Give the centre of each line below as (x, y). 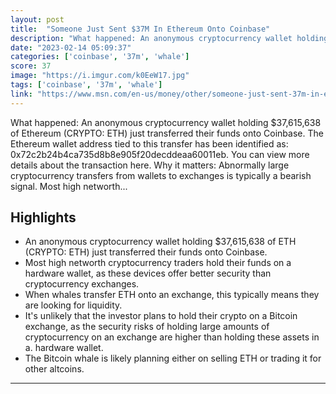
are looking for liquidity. (73, 305)
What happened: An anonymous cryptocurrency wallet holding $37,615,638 (166, 122)
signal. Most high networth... (69, 186)
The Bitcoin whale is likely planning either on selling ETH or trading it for (173, 358)
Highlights (43, 217)
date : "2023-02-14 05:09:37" (71, 47)
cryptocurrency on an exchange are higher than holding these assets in (172, 337)
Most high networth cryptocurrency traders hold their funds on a (158, 263)
